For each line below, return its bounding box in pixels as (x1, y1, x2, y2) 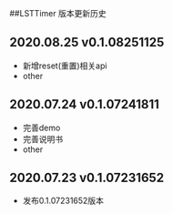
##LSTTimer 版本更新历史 (9, 8, 107, 18)
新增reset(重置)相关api (22, 60, 107, 71)
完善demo (22, 122, 61, 133)
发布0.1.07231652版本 (22, 195, 105, 207)
